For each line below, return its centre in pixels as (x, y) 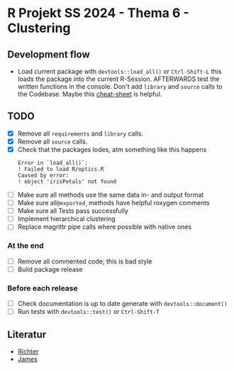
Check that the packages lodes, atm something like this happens (112, 149)
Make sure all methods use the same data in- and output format (111, 195)
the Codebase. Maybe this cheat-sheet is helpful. (90, 94)
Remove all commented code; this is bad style (85, 261)
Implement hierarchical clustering (66, 219)
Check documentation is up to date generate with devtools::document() (123, 304)
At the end (26, 246)
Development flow (49, 54)
